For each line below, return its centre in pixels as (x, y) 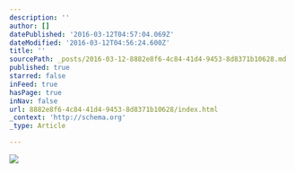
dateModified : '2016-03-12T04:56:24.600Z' (90, 43)
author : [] (30, 26)
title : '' (28, 51)
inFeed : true (34, 84)
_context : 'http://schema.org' (68, 117)
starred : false (38, 76)
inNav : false (34, 101)
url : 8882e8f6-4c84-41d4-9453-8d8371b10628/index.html (114, 109)
